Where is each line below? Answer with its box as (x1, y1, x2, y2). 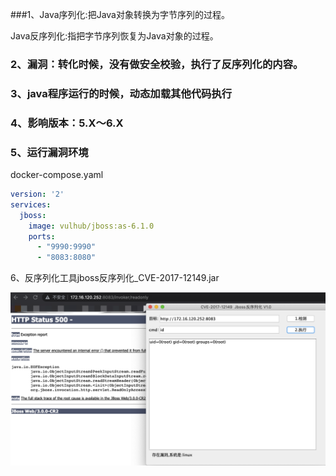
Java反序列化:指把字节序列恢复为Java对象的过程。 (10, 30, 219, 42)
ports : (28, 231, 56, 242)
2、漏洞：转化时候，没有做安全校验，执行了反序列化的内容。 (10, 57, 304, 71)
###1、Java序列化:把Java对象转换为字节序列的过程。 (10, 9, 230, 20)
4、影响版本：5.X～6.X (10, 116, 124, 130)
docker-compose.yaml (10, 169, 104, 181)
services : (10, 199, 52, 210)
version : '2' (10, 189, 65, 200)
